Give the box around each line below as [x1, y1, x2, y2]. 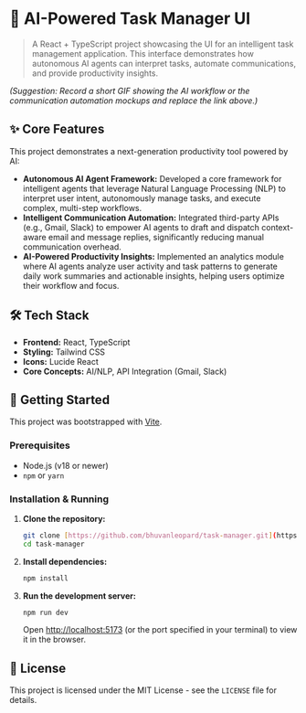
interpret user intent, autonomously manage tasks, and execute [22, 192, 261, 204]
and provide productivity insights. [31, 68, 159, 79]
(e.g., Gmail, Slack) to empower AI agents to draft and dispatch [22, 221, 260, 232]
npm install [22, 573, 69, 583]
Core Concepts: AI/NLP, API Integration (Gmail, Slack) [22, 366, 227, 377]
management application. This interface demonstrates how [31, 48, 254, 59]
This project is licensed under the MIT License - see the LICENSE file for [9, 685, 277, 696]
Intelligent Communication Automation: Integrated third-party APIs [22, 212, 280, 223]
